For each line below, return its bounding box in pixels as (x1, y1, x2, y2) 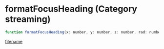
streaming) (5, 14, 51, 25)
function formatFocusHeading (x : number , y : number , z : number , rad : (5, 30, 147, 34)
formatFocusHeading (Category (5, 3, 138, 15)
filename (5, 38, 23, 44)
